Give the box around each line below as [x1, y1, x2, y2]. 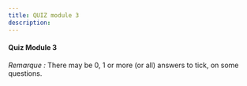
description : [8, 19, 51, 27]
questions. [8, 68, 43, 78]
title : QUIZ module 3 [8, 11, 80, 20]
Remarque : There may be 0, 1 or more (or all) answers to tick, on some [8, 60, 239, 70]
